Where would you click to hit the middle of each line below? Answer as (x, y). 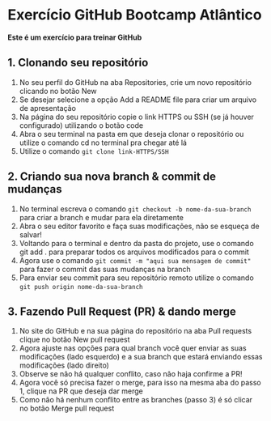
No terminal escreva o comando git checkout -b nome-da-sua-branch (135, 209)
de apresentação (47, 108)
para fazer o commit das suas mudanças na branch (105, 269)
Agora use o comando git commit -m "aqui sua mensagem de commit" (135, 260)
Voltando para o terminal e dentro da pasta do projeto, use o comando (136, 243)
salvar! (30, 234)
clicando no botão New (58, 91)
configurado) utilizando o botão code (81, 125)
